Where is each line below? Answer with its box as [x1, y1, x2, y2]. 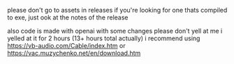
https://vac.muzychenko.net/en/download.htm [7, 49, 141, 57]
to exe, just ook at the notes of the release [7, 13, 129, 22]
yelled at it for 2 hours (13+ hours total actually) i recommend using [7, 34, 200, 42]
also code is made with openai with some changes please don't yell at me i [7, 27, 223, 35]
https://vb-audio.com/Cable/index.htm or [7, 42, 126, 49]
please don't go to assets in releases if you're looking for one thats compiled [7, 6, 228, 14]
